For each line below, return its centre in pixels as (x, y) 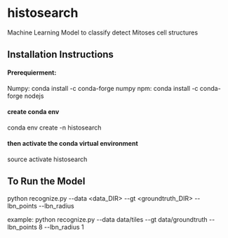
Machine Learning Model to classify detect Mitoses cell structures (103, 32)
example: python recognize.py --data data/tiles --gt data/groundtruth (108, 219)
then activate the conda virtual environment (73, 144)
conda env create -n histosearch (54, 127)
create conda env (33, 112)
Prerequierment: (32, 73)
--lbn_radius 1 (64, 227)
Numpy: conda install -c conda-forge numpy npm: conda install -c (103, 88)
